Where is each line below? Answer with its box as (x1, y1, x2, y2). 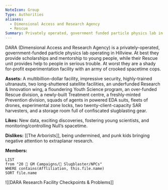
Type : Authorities (5, 12, 44, 17)
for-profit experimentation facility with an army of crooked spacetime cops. (5, 66, 161, 72)
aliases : (5, 17, 24, 22)
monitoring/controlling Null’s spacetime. (5, 123, 88, 129)
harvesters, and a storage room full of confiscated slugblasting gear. (5, 108, 147, 114)
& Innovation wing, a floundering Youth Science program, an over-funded (5, 86, 157, 92)
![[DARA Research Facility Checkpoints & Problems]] (5, 179, 114, 185)
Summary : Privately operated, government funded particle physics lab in (5, 31, 163, 36)
